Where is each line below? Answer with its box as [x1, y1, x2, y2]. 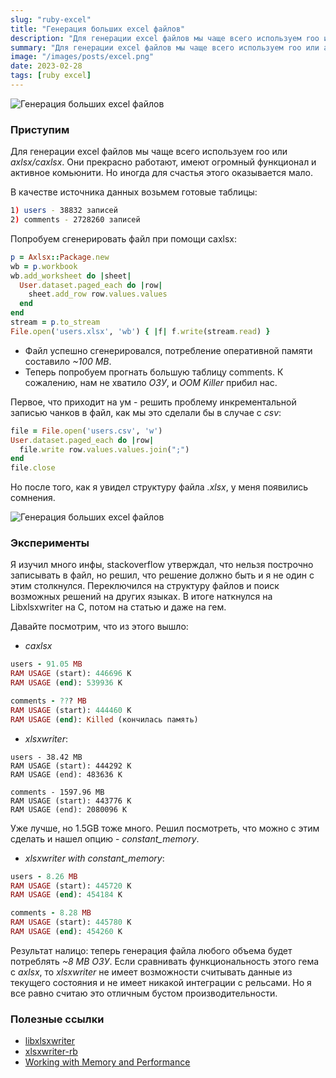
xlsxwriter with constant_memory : [24, 852, 165, 864]
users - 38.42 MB [10, 752, 83, 762]
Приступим [10, 122, 70, 136]
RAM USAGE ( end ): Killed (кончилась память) [10, 714, 199, 725]
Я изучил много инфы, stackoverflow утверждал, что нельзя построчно [10, 559, 314, 571]
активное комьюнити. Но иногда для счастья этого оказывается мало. [10, 167, 314, 179]
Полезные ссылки [10, 1012, 105, 1026]
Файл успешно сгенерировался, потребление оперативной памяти [24, 344, 313, 356]
